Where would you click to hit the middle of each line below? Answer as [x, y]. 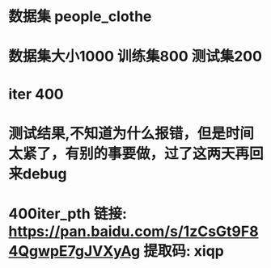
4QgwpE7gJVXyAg [74, 251]
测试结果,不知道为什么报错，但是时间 [131, 133]
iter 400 [36, 94]
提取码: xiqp [183, 251]
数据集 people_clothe [80, 17]
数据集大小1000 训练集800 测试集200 [135, 57]
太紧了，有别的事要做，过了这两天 [122, 153]
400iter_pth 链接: [68, 214]
